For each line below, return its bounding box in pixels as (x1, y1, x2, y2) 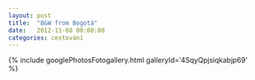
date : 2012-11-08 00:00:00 (8, 26, 105, 34)
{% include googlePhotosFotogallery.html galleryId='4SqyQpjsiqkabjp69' (8, 55, 249, 65)
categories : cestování (8, 33, 84, 42)
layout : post (8, 11, 52, 20)
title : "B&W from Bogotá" (8, 19, 98, 27)
